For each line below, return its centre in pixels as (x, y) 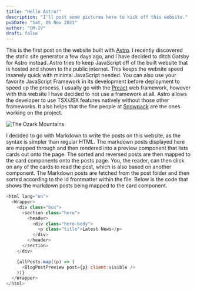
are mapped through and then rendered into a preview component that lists (97, 148)
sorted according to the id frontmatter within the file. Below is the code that (97, 180)
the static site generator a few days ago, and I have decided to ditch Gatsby (98, 57)
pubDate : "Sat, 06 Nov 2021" (42, 22)
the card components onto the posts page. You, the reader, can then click (95, 161)
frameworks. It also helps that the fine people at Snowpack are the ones (93, 107)
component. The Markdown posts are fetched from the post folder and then (98, 173)
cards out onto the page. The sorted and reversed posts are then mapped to (98, 154)
